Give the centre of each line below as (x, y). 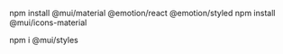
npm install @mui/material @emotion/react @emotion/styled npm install (142, 13)
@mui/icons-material (48, 22)
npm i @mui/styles (44, 40)
